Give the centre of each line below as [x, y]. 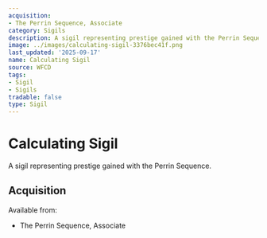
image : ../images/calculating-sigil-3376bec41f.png [95, 45]
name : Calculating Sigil [49, 60]
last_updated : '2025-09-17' [55, 53]
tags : [17, 75]
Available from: [33, 210]
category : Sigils [37, 30]
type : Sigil [28, 104]
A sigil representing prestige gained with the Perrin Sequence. [110, 166]
